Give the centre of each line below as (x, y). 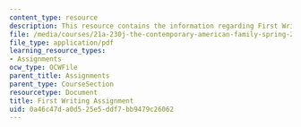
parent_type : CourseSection (62, 84)
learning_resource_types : (57, 51)
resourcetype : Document (54, 92)
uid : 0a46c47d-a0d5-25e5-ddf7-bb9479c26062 (92, 109)
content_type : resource (54, 17)
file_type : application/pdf (62, 42)
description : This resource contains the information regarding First (144, 26)
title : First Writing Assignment (72, 101)
